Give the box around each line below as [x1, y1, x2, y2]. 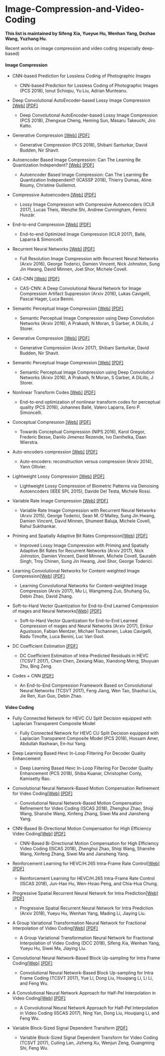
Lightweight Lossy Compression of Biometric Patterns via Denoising [19, 483, 159, 489]
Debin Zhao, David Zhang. [19, 593, 73, 599]
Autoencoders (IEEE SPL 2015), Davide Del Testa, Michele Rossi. [19, 488, 152, 494]
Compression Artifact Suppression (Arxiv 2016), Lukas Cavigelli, [19, 291, 151, 297]
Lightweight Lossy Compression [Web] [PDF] [12, 473, 105, 479]
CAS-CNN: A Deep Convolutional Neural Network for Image [19, 285, 142, 291]
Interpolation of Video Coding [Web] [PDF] [12, 925, 98, 931]
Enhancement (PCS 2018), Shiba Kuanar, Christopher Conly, [19, 771, 143, 777]
